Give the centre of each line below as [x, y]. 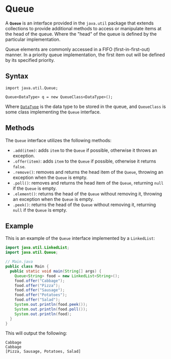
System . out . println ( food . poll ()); [51, 309]
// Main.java [19, 262]
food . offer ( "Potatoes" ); [41, 295]
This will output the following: [36, 333]
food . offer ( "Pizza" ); [37, 285]
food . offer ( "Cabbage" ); [40, 281]
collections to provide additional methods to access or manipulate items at [83, 28]
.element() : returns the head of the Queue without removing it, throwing [87, 194]
